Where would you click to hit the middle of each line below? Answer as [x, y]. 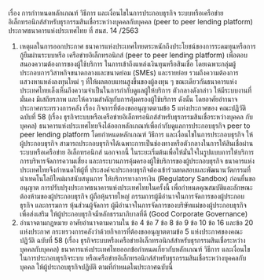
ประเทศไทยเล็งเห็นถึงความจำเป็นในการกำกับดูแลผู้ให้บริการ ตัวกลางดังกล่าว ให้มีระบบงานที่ [136, 90]
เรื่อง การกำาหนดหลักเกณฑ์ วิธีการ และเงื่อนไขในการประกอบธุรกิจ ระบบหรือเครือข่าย [116, 13]
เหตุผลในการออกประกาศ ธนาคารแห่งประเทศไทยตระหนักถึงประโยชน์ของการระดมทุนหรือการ [137, 46]
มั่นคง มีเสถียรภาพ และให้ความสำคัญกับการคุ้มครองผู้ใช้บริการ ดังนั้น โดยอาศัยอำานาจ [128, 99]
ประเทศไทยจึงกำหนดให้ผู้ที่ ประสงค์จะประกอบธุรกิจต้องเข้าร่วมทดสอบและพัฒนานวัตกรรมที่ [135, 170]
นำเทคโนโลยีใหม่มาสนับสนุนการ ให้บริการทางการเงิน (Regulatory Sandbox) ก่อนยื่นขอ [137, 178]
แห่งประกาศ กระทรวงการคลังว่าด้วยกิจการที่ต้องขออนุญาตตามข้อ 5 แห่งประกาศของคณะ [131, 231]
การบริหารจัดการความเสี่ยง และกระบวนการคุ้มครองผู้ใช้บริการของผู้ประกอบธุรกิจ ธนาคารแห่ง [137, 161]
